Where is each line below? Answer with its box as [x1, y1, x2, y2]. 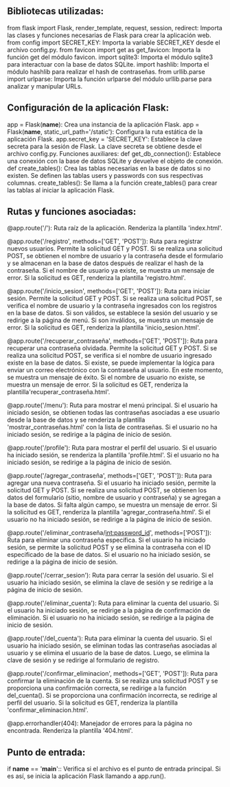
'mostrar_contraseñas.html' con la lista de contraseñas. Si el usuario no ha [7, 423, 218, 431]
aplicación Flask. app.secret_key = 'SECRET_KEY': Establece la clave [7, 135, 203, 143]
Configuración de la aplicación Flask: [7, 102, 170, 114]
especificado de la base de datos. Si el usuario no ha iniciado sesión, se [7, 551, 211, 559]
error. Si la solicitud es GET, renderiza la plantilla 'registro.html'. [7, 274, 186, 282]
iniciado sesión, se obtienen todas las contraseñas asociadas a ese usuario [7, 409, 220, 417]
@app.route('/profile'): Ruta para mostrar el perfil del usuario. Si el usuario [7, 444, 218, 452]
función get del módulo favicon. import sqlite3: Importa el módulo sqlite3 [7, 53, 214, 61]
